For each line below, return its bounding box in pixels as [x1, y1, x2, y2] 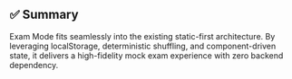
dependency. [9, 59, 59, 70]
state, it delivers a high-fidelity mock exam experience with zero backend [9, 49, 284, 61]
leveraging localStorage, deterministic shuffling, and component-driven [9, 40, 277, 51]
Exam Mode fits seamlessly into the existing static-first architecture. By [9, 31, 276, 41]
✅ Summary [9, 7, 79, 22]
